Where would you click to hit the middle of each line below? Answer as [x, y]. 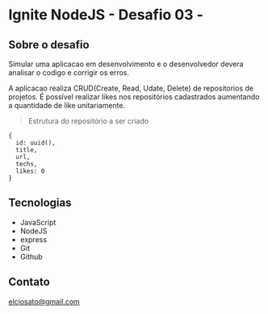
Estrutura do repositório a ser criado [88, 121]
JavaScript [38, 222]
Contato [29, 282]
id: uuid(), [36, 143]
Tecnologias [40, 203]
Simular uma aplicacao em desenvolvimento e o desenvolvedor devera [126, 64]
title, [27, 150]
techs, [27, 164]
